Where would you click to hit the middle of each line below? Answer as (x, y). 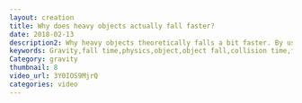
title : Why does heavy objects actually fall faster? (112, 26)
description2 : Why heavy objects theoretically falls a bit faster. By (146, 43)
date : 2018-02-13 (42, 34)
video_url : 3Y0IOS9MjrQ (54, 76)
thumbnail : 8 (34, 68)
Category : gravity (44, 59)
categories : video (44, 84)
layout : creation (42, 17)
